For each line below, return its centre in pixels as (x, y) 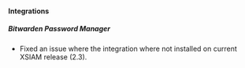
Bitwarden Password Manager (59, 29)
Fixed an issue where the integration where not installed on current (128, 48)
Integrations (29, 11)
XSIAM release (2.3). (53, 57)
